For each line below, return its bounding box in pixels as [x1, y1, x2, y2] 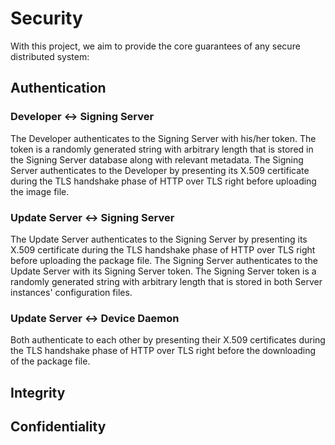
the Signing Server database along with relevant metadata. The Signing [10, 153, 304, 166]
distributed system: [10, 50, 90, 62]
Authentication [10, 80, 107, 97]
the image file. [10, 185, 70, 197]
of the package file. [10, 355, 91, 367]
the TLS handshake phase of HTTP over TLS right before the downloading [10, 345, 317, 357]
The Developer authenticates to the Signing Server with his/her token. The [10, 132, 317, 144]
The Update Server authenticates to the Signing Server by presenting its [10, 233, 308, 245]
